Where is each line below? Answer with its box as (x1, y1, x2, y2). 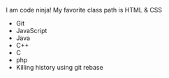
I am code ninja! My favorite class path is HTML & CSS (6, 6, 163, 14)
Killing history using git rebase (15, 64, 103, 71)
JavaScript (15, 27, 47, 35)
